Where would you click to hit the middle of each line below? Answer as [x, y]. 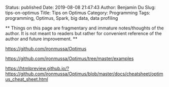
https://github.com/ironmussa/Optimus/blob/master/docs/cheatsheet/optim [84, 74]
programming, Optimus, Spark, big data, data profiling [62, 18]
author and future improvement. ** [41, 39]
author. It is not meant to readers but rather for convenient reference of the [83, 33]
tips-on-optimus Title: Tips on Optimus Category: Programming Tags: [78, 13]
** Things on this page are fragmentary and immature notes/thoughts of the [84, 28]
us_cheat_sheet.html [27, 79]
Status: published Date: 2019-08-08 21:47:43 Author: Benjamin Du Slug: [80, 7]
